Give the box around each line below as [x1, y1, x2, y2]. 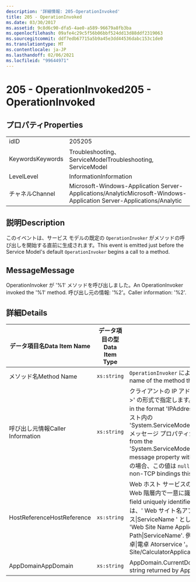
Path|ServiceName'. [129, 531, 185, 539]
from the [129, 437, 153, 445]
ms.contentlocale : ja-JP [6, 47, 66, 53]
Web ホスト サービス [129, 480, 187, 488]
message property [129, 452, 180, 461]
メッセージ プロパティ [129, 429, 190, 437]
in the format [129, 404, 164, 413]
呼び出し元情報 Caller [9, 424, 66, 433]
